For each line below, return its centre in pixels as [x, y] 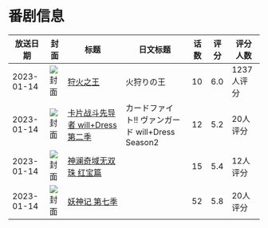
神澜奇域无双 [91, 160]
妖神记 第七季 [93, 202]
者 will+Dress [92, 124]
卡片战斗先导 [91, 112]
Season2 [142, 142]
